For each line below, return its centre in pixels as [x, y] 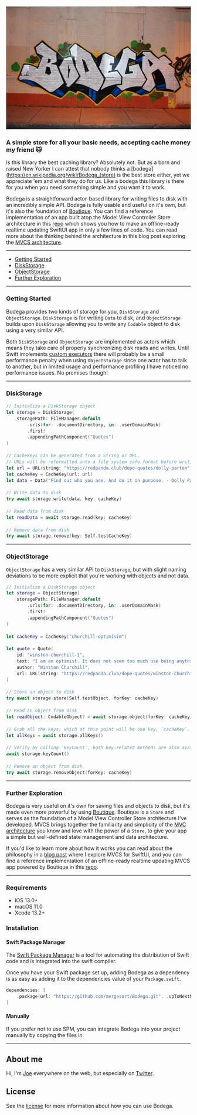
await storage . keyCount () [38, 754]
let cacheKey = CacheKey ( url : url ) [50, 474]
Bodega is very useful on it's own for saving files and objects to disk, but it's [98, 806]
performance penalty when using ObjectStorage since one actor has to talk [97, 360]
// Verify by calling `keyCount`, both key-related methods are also [93, 748]
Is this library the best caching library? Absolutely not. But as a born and [93, 162]
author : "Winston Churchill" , [54, 667]
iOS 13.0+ [26, 900]
